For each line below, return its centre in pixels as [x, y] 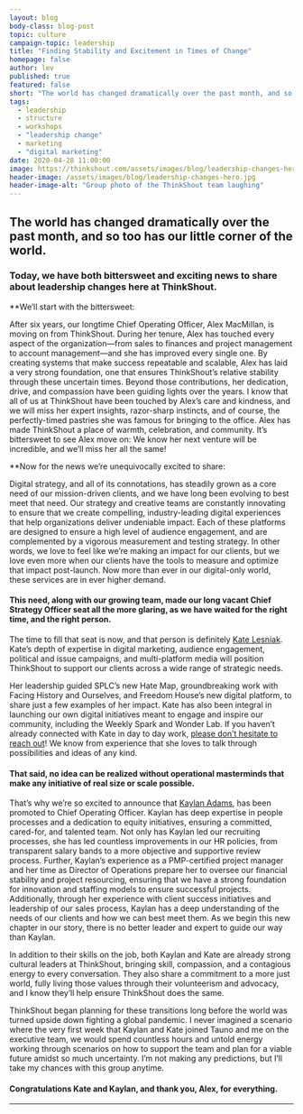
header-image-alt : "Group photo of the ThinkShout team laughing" [137, 186]
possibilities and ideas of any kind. [73, 753]
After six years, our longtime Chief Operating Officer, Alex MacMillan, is [142, 324]
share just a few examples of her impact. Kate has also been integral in [141, 705]
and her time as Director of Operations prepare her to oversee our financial [148, 870]
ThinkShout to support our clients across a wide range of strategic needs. [147, 668]
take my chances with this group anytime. [87, 1068]
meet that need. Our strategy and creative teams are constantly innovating [147, 502]
